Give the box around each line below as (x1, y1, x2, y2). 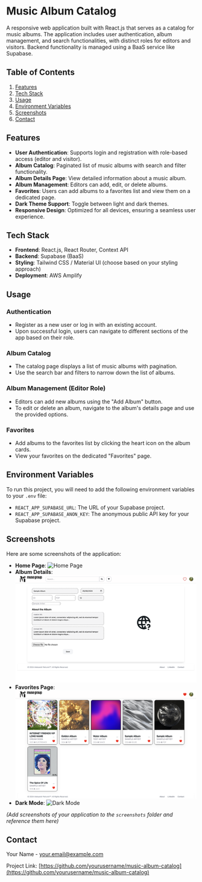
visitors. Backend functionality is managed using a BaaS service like (6, 43, 175, 51)
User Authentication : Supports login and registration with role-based (14, 149, 188, 156)
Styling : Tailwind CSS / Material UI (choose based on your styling (14, 259, 178, 266)
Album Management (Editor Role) (6, 384, 106, 392)
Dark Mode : (14, 799, 45, 806)
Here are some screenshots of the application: (6, 550, 122, 557)
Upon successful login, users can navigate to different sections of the (14, 327, 188, 335)
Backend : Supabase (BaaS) (14, 253, 84, 260)
